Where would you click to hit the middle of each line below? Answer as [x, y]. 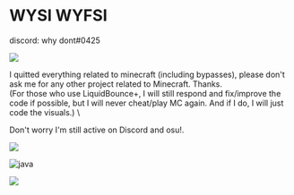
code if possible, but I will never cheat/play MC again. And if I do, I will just [147, 103]
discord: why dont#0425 [55, 40]
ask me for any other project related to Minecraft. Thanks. [116, 84]
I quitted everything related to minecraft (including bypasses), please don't [147, 74]
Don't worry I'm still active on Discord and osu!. [97, 130]
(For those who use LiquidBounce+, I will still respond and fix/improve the [145, 93]
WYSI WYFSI [58, 16]
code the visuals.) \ [45, 112]
